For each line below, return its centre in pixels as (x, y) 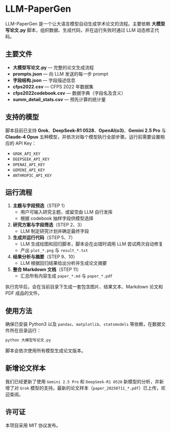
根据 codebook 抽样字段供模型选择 (57, 218)
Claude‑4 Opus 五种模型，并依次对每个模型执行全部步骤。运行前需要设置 (83, 136)
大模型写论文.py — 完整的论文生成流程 (53, 67)
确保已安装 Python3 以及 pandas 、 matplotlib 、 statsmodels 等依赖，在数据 (83, 324)
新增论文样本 (26, 368)
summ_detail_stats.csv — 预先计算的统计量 (59, 99)
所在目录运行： (25, 331)
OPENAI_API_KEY (29, 165)
